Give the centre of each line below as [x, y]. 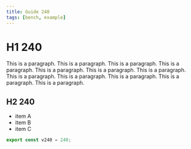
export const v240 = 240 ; [39, 140]
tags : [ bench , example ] [36, 17]
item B [23, 123]
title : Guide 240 [28, 12]
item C [23, 129]
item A [23, 116]
